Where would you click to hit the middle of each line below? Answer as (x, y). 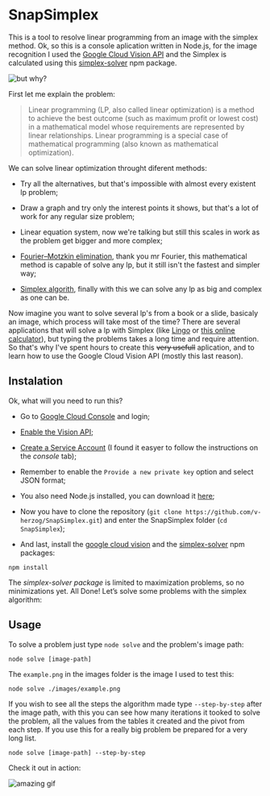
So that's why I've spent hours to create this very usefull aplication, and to (132, 347)
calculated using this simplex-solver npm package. (93, 63)
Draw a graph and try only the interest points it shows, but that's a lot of (139, 208)
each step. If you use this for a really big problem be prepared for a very (128, 729)
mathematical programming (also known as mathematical (123, 143)
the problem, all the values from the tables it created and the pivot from (127, 721)
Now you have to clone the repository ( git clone (101, 511)
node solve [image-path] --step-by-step (77, 752)
